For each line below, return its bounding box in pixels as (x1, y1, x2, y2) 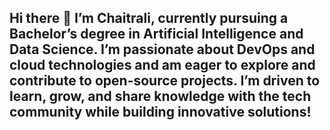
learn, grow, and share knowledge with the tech (9, 88, 312, 105)
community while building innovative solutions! (9, 104, 312, 121)
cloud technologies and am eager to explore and (9, 57, 316, 74)
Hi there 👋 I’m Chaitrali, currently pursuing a (9, 10, 289, 27)
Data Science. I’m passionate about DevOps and (9, 41, 316, 58)
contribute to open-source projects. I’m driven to (9, 72, 321, 90)
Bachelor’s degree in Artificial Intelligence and (9, 26, 304, 43)
